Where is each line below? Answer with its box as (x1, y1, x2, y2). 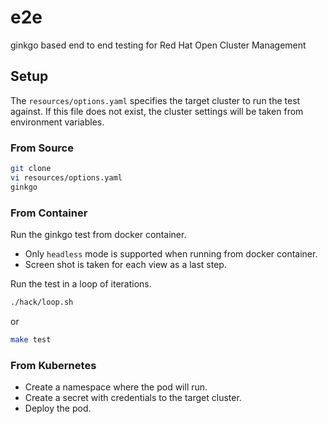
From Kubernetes (10, 358, 97, 372)
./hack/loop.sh (10, 297, 74, 307)
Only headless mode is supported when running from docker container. (24, 247, 318, 260)
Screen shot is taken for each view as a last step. (24, 258, 227, 270)
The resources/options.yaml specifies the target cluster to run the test (10, 94, 301, 106)
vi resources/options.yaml (10, 172, 123, 183)
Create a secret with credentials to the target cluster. (24, 392, 242, 404)
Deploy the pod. (24, 402, 92, 415)
